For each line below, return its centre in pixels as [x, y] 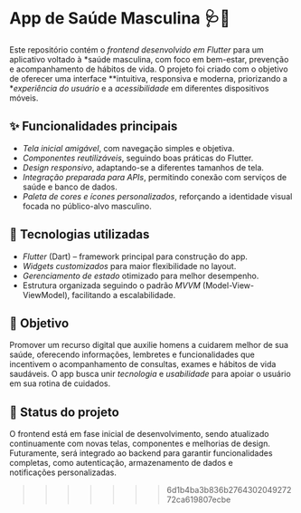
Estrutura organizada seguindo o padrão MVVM [111, 285]
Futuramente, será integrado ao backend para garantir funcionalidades [141, 453]
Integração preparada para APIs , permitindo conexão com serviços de [155, 177]
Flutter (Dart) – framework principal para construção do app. [135, 256]
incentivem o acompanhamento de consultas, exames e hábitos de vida [143, 364]
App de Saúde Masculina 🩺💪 [120, 19]
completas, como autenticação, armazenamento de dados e [121, 463]
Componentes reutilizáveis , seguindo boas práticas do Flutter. [138, 158]
